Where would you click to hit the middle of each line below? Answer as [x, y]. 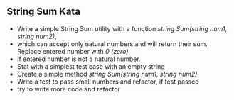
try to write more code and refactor [68, 89]
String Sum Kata [44, 12]
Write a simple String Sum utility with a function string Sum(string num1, [122, 28]
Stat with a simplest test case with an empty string [91, 66]
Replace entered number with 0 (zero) [73, 51]
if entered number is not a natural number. [79, 59]
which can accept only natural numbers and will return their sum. [112, 44]
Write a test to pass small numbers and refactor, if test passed [108, 82]
